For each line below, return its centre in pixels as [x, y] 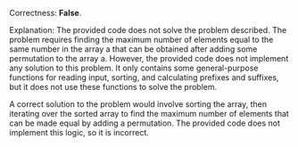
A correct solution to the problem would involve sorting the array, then [138, 104]
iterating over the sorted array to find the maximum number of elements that [149, 114]
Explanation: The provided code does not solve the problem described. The [148, 30]
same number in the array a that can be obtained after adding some [133, 49]
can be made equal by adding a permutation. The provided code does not [145, 123]
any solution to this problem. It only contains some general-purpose [134, 68]
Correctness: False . [46, 13]
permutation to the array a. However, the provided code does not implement [149, 58]
